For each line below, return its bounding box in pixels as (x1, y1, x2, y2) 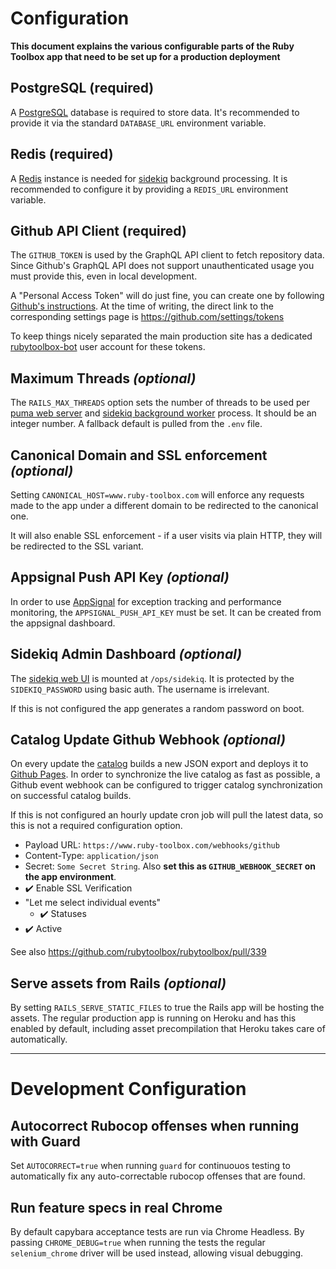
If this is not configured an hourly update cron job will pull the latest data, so (10, 809, 324, 821)
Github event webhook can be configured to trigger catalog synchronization (10, 779, 323, 791)
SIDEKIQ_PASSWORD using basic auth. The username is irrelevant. (10, 683, 270, 695)
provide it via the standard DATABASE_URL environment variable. (10, 117, 267, 129)
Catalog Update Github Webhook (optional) (10, 732, 287, 749)
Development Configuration (10, 1078, 247, 1101)
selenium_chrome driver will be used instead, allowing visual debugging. (10, 1247, 304, 1259)
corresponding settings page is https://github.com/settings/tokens (10, 311, 285, 323)
